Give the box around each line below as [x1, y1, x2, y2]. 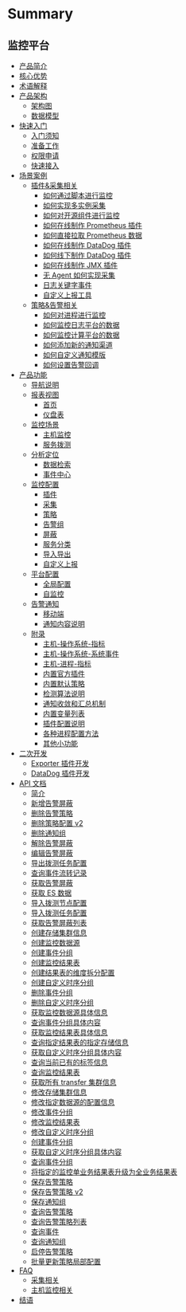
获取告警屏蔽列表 [30, 918, 87, 927]
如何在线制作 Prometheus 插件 [42, 221, 142, 230]
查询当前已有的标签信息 [30, 1058, 108, 1066]
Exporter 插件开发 [30, 759, 89, 768]
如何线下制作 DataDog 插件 [42, 250, 132, 260]
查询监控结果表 [30, 1067, 80, 1077]
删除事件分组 [30, 988, 73, 997]
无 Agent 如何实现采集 [42, 270, 116, 280]
